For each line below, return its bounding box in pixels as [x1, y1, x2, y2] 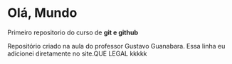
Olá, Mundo [7, 5, 78, 21]
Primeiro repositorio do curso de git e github [7, 28, 139, 37]
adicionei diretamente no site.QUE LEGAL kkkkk [7, 49, 147, 58]
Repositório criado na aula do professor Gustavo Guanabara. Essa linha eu [7, 41, 226, 50]
